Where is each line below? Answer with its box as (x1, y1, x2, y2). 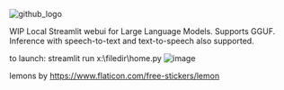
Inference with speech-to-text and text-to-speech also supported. (9, 36, 254, 46)
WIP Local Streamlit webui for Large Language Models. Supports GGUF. (9, 26, 276, 36)
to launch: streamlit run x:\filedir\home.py (9, 53, 162, 63)
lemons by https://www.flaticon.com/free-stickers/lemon (9, 70, 220, 81)
